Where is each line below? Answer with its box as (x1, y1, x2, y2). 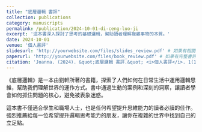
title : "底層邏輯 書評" (6, 8, 60, 15)
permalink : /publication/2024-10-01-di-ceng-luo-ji (6, 25, 138, 32)
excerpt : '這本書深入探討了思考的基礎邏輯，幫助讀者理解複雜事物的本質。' (6, 31, 170, 37)
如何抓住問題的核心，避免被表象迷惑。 (11, 91, 106, 98)
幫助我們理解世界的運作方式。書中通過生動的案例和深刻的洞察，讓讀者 (16, 83, 191, 91)
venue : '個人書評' (6, 43, 49, 49)
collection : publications (6, 14, 71, 20)
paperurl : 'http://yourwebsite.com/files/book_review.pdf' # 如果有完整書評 (6, 53, 197, 59)
